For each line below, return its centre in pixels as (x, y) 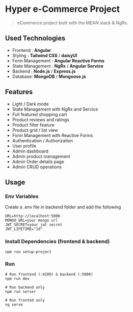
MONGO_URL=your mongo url (31, 221)
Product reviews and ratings (41, 119)
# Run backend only (25, 287)
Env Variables (22, 196)
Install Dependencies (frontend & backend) (57, 241)
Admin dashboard (30, 151)
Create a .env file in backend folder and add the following (63, 207)
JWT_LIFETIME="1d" (24, 229)
